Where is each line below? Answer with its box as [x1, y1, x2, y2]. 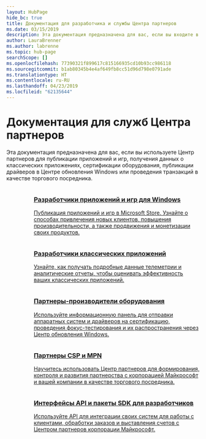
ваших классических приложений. [33, 277, 124, 284]
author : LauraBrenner [6, 37, 62, 44]
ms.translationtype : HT [6, 72, 67, 78]
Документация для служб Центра [6, 115, 191, 129]
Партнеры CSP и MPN [33, 351, 102, 359]
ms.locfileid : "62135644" [6, 89, 72, 95]
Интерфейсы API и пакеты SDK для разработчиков [33, 399, 194, 407]
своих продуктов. [33, 229, 80, 236]
